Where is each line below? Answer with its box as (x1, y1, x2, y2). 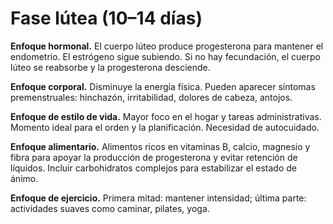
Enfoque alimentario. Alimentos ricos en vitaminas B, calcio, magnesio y (10, 140, 311, 152)
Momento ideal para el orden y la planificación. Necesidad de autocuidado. (10, 121, 320, 133)
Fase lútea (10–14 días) (10, 7, 203, 30)
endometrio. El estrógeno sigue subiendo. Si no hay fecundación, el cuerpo (10, 50, 321, 62)
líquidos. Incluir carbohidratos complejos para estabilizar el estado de (10, 162, 297, 174)
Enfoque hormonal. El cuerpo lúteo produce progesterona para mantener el (10, 40, 324, 52)
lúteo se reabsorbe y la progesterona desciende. (10, 61, 211, 73)
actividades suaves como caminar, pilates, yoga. (10, 202, 210, 214)
